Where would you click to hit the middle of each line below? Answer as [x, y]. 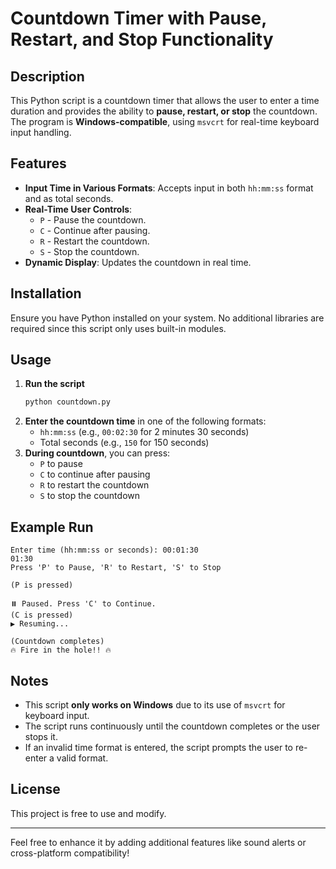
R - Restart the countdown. [94, 241]
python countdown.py [67, 402]
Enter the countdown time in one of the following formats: [145, 421]
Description [47, 76]
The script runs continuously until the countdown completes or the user [172, 726]
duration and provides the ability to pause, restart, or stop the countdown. [164, 111]
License [35, 789]
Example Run [52, 527]
